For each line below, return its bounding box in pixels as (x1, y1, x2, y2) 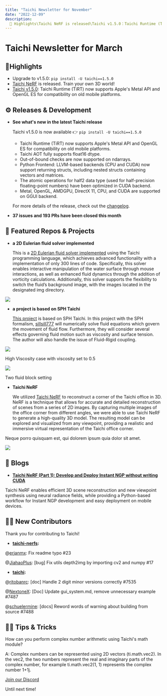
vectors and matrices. (19, 172, 65, 178)
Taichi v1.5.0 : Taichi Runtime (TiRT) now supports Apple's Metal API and (12, 86, 160, 92)
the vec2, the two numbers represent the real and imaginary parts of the (5, 656, 153, 662)
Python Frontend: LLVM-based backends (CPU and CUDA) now (19, 162, 150, 168)
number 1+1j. (5, 667, 31, 673)
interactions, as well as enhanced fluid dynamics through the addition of (12, 271, 161, 277)
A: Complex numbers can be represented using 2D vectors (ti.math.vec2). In (5, 651, 162, 657)
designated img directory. (12, 287, 66, 293)
